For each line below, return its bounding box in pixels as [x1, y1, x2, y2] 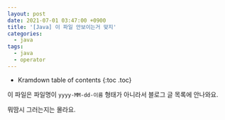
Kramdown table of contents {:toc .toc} [17, 76, 132, 84]
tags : [7, 43, 23, 50]
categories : [7, 30, 43, 37]
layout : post [7, 10, 46, 18]
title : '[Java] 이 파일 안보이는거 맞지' [7, 23, 117, 30]
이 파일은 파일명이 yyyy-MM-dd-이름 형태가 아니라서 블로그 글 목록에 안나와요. [7, 90, 219, 99]
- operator [13, 56, 46, 64]
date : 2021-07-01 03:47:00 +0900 [7, 17, 106, 24]
